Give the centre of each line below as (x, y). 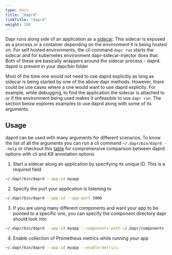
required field (27, 170)
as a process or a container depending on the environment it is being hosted (86, 45)
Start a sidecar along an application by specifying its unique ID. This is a (89, 164)
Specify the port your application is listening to (62, 189)
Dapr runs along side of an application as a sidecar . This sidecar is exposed (85, 39)
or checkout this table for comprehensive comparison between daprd (91, 149)
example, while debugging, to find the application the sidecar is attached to (85, 93)
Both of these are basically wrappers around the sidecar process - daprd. (83, 61)
